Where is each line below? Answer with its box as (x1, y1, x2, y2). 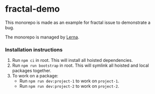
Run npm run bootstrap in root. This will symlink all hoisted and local (12, 62, 149, 69)
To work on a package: (12, 73, 58, 79)
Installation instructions (5, 46, 63, 53)
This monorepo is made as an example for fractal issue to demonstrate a (5, 19, 151, 25)
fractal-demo (5, 3, 60, 15)
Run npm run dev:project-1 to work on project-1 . (19, 78, 119, 84)
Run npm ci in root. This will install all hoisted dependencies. (12, 57, 133, 63)
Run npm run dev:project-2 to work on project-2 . (19, 83, 119, 89)
